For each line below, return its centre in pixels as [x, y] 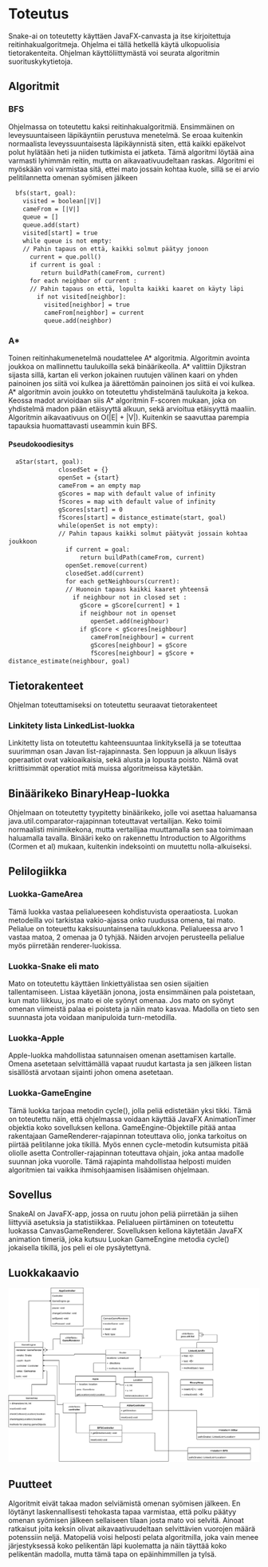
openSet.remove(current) [106, 566]
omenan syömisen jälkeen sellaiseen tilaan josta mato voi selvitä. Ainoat [126, 1521]
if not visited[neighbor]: [82, 297]
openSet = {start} [89, 478]
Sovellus [30, 1195]
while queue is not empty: [67, 241]
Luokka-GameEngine [50, 1093]
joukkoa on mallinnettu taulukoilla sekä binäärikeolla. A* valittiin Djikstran [127, 366]
